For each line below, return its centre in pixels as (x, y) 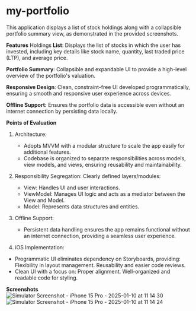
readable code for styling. (46, 278)
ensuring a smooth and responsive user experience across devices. (89, 93)
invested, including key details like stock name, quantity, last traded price (95, 51)
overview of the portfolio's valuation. (51, 75)
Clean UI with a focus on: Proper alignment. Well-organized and (92, 271)
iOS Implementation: (39, 247)
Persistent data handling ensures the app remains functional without (107, 229)
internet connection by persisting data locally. (62, 111)
